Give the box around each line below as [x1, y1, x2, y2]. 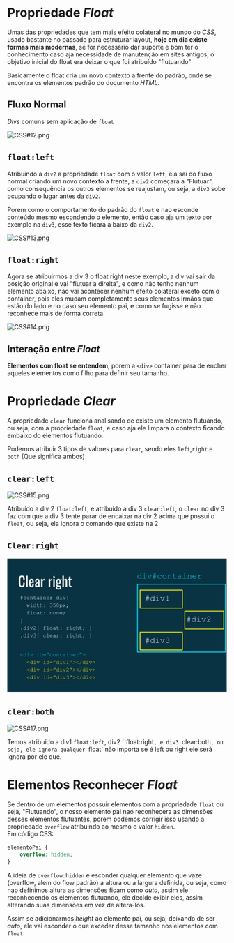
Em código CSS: [7, 829, 54, 838]
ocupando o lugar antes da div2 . [7, 192, 101, 200]
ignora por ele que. [7, 752, 62, 761]
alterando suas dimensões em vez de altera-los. [7, 901, 146, 910]
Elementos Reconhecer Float [7, 776, 178, 792]
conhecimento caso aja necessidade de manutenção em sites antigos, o [7, 50, 214, 59]
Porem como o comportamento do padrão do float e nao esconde [7, 205, 198, 213]
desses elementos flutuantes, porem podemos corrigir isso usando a [7, 815, 205, 823]
